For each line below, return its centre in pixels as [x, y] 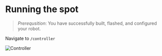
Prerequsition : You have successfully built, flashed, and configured [87, 23]
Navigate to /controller [30, 38]
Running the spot [42, 9]
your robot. [29, 28]
